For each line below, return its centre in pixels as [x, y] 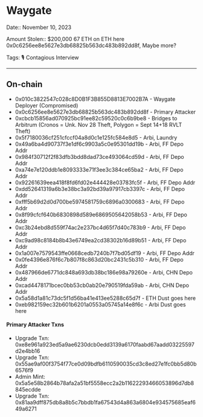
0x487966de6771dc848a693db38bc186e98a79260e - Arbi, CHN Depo [104, 272]
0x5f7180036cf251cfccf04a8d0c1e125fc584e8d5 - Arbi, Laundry [96, 137]
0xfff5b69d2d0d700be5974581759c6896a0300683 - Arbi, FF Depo [100, 202]
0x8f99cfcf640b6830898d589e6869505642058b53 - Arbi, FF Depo [101, 215]
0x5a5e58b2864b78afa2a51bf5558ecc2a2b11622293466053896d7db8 [105, 383]
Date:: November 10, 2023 [39, 27]
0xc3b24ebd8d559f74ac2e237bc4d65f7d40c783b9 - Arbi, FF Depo [100, 227]
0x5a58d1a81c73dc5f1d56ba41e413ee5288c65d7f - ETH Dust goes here [105, 298]
